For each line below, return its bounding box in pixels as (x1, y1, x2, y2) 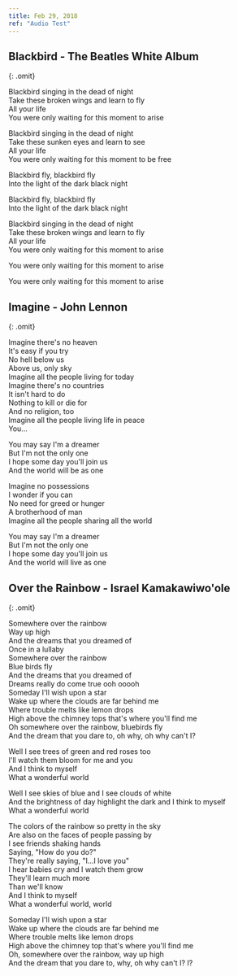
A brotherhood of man (8, 508, 83, 517)
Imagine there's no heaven (8, 338, 97, 347)
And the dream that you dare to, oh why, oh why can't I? (8, 730, 197, 740)
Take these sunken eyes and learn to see (8, 137, 145, 147)
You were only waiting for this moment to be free (8, 155, 172, 164)
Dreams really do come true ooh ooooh (8, 678, 140, 688)
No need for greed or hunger (8, 499, 106, 508)
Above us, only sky (8, 364, 72, 373)
